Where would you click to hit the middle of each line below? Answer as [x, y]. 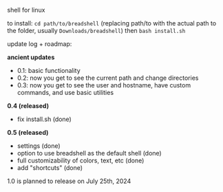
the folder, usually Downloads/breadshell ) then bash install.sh [96, 31]
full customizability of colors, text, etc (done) [81, 160]
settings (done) [39, 146]
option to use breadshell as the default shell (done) [89, 153]
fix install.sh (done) [44, 119]
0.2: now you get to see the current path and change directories [108, 78]
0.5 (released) [28, 132]
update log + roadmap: [40, 44]
